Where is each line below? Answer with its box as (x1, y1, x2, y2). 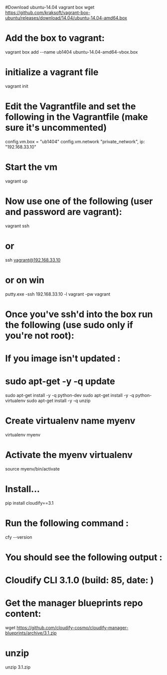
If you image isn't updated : (5, 353, 121, 364)
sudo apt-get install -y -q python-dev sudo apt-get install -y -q (5, 392, 135, 398)
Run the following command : (5, 517, 129, 529)
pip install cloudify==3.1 (5, 500, 54, 506)
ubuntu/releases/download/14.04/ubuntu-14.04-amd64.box (5, 15, 127, 21)
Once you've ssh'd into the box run (5, 308, 153, 320)
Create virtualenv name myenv (5, 415, 136, 426)
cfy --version (5, 534, 32, 540)
